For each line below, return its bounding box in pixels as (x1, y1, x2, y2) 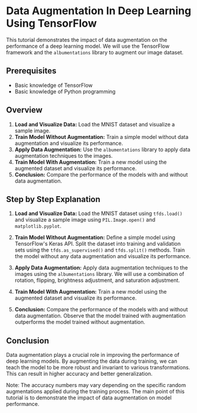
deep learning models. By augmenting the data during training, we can (6, 357, 178, 365)
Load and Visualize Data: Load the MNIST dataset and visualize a (14, 121, 175, 128)
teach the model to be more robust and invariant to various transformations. (6, 364, 191, 371)
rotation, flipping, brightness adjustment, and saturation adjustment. (14, 277, 180, 284)
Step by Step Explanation (6, 194, 101, 204)
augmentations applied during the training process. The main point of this (6, 388, 185, 395)
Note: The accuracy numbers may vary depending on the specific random (6, 382, 186, 389)
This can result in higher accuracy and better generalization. (6, 370, 153, 378)
